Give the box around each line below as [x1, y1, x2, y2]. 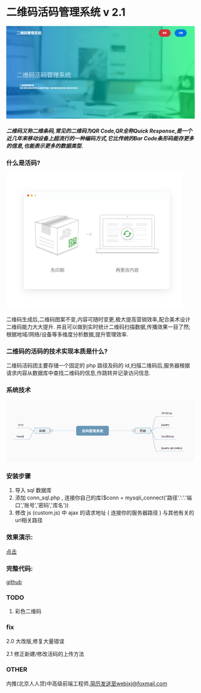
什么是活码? [6, 159, 41, 167]
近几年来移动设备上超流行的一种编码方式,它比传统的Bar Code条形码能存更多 [6, 135, 194, 142]
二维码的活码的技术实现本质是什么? [6, 347, 108, 355]
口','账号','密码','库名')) [14, 502, 69, 509]
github [6, 578, 22, 585]
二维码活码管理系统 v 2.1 [6, 5, 126, 19]
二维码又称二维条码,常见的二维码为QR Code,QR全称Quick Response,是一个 [6, 127, 193, 135]
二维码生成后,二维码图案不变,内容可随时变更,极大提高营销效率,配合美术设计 [6, 315, 191, 323]
